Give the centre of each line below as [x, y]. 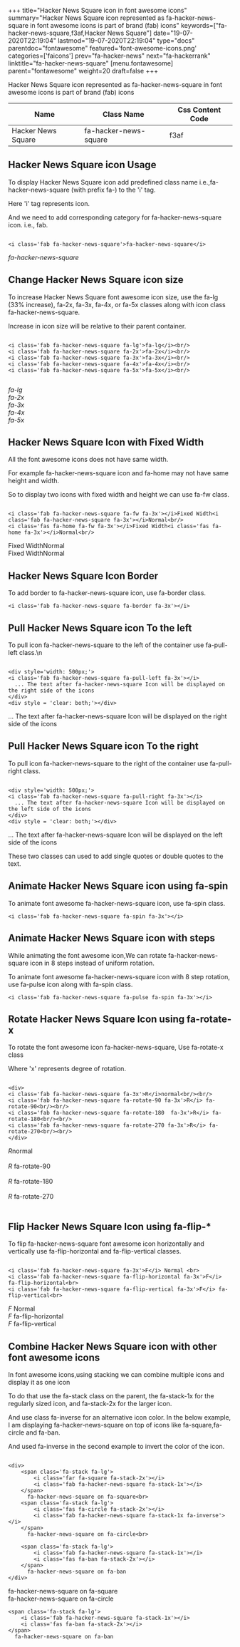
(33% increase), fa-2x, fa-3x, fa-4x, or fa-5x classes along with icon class [117, 304]
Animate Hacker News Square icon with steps [112, 938]
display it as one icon [39, 1382]
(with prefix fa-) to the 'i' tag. [113, 190]
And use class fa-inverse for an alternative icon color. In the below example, [120, 1417]
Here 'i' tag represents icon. [49, 203]
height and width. [34, 481]
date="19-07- [173, 33]
